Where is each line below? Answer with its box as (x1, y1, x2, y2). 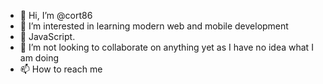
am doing (19, 52, 60, 64)
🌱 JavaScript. (19, 31, 76, 42)
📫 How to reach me (19, 63, 103, 75)
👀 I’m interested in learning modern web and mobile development (19, 20, 289, 32)
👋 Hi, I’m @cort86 (19, 10, 93, 21)
